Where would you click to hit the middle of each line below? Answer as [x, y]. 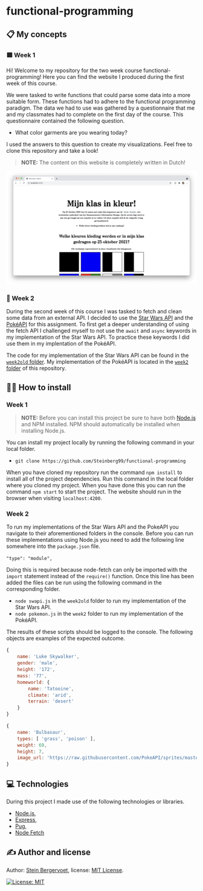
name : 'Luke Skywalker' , [48, 657]
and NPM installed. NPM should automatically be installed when [100, 424]
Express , [26, 819]
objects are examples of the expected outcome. [66, 638]
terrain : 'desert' [51, 701]
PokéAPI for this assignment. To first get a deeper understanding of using [98, 324]
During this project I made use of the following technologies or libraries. [95, 801]
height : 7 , [31, 752]
